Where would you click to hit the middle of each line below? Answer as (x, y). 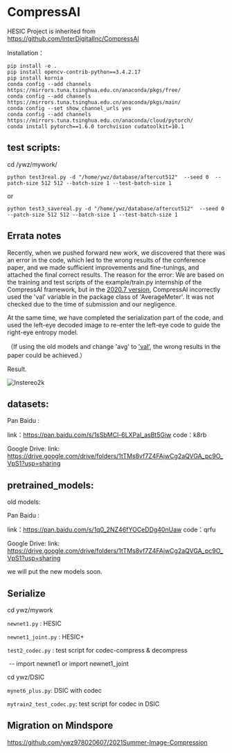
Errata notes (34, 236)
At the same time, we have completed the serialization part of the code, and (115, 317)
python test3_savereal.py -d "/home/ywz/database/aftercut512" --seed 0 (116, 208)
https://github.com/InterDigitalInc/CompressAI (73, 38)
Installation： (26, 53)
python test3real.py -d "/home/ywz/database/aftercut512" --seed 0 (108, 177)
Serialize (27, 593)
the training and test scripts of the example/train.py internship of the (105, 282)
